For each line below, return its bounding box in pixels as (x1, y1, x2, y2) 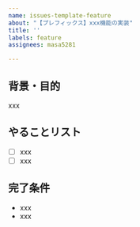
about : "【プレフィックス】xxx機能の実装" (8, 19, 133, 27)
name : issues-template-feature (8, 11, 112, 20)
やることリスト (8, 126, 81, 139)
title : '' (8, 26, 41, 34)
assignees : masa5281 (8, 41, 77, 49)
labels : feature (8, 33, 62, 42)
